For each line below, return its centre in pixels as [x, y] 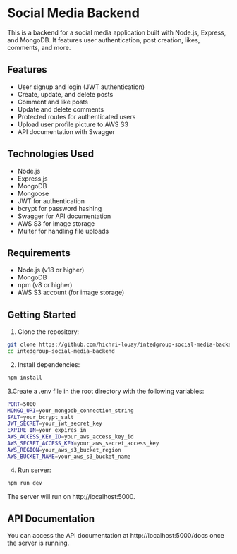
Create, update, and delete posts [65, 94]
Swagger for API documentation [64, 216]
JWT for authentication [51, 201]
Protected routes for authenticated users [77, 116]
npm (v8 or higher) [45, 285]
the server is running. [38, 543]
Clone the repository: [48, 332]
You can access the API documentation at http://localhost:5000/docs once [116, 536]
